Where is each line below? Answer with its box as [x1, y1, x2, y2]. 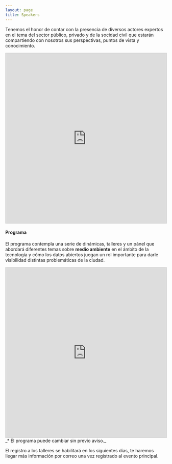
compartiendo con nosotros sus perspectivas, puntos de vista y [5, 37, 139, 43]
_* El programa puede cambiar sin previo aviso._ [5, 437, 107, 444]
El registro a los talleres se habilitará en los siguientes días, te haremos [5, 447, 154, 453]
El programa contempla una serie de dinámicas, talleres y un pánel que [5, 240, 155, 247]
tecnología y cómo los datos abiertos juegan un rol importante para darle [5, 251, 159, 258]
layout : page [5, 7, 33, 13]
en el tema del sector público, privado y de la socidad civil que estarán [5, 32, 154, 38]
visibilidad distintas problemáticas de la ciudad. [5, 257, 105, 263]
